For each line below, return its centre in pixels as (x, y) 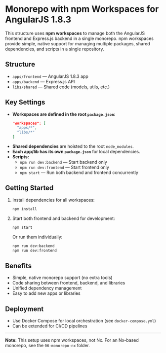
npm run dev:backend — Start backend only (63, 162)
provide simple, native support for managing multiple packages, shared (78, 43)
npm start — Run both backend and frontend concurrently (79, 173)
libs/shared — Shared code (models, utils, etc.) (61, 87)
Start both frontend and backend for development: (63, 218)
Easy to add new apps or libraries (46, 293)
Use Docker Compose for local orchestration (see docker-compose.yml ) (84, 321)
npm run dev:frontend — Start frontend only (64, 167)
